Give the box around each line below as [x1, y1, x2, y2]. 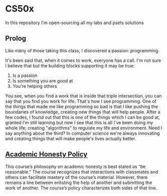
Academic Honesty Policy [5, 150, 88, 159]
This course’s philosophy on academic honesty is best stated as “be [5, 163, 146, 169]
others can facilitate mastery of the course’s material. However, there [5, 174, 148, 180]
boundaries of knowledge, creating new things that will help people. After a [5, 109, 160, 115]
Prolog [5, 34, 27, 43]
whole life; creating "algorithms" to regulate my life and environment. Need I [5, 125, 162, 131]
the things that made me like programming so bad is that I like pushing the [5, 104, 158, 110]
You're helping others [12, 83, 57, 89]
